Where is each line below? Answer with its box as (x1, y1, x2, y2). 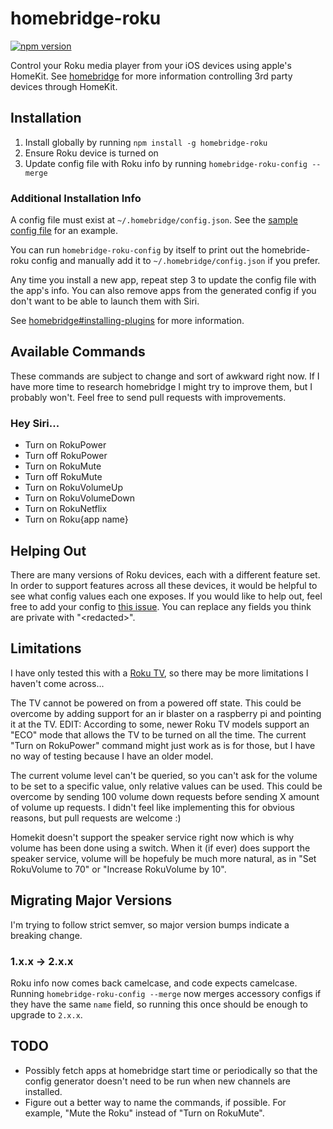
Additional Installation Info (10, 191, 142, 205)
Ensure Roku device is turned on (24, 147, 159, 159)
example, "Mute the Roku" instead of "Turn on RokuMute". (24, 1107, 265, 1119)
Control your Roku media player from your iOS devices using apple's (10, 59, 292, 71)
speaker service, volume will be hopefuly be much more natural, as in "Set (10, 852, 317, 864)
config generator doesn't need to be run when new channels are (24, 1075, 292, 1087)
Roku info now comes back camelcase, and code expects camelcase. (10, 977, 298, 989)
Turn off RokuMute (24, 471, 103, 483)
